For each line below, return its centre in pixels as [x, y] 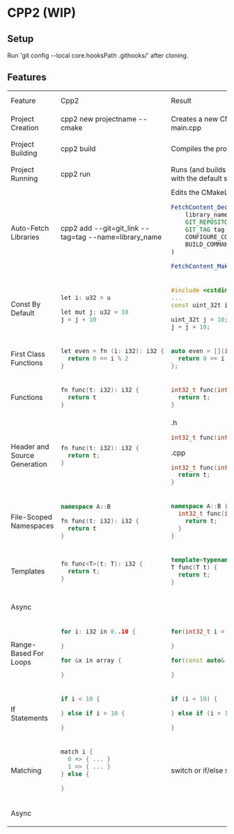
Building [24, 153]
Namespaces [32, 526]
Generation [29, 464]
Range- [24, 645]
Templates [28, 571]
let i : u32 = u [86, 297]
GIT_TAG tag [205, 229]
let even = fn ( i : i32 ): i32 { [112, 351]
